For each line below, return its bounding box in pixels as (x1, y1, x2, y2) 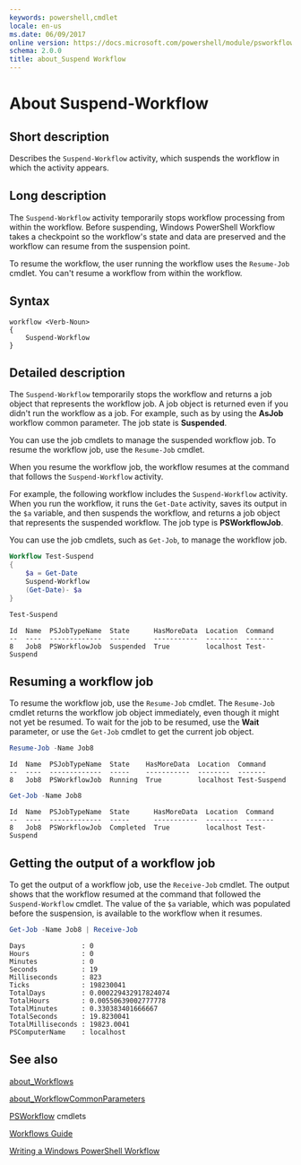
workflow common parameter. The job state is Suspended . (9, 418, 228, 429)
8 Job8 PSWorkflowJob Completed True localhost (9, 823, 243, 832)
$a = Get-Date (25, 569, 78, 578)
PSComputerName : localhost (9, 1028, 126, 1037)
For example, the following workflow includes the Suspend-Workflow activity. (9, 489, 288, 500)
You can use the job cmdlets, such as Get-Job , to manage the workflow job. (9, 535, 288, 545)
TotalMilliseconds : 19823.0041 (9, 1020, 130, 1029)
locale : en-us (9, 22, 63, 30)
